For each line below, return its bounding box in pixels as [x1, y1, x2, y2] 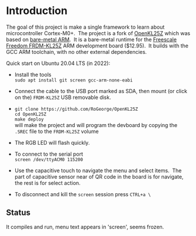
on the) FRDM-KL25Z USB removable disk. [14, 94, 111, 101]
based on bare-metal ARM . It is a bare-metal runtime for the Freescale [6, 36, 177, 43]
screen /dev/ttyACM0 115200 [14, 156, 83, 162]
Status [6, 208, 31, 218]
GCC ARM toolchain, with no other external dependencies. [6, 48, 147, 55]
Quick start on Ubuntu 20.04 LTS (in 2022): [6, 60, 111, 67]
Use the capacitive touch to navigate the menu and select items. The [14, 167, 182, 174]
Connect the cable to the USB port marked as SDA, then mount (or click [14, 87, 187, 94]
